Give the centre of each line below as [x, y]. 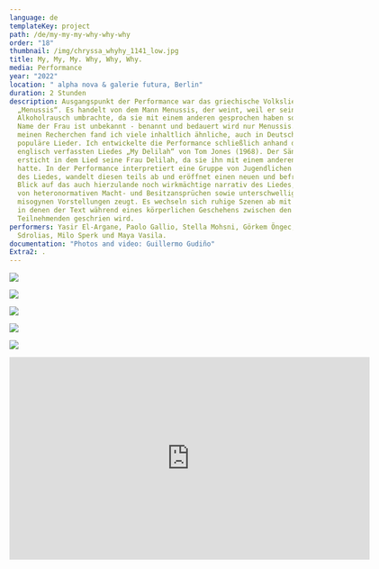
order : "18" [32, 43]
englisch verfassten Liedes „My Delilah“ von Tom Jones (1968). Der [149, 151]
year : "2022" [34, 77]
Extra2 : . [28, 252]
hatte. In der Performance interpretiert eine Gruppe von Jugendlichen [155, 168]
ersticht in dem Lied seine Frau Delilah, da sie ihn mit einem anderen [157, 160]
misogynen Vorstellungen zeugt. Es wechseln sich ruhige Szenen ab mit [155, 202]
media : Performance [46, 68]
